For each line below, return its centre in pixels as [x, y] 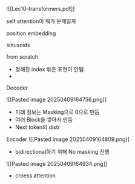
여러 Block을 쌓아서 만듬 [44, 120]
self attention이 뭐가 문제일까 [41, 21]
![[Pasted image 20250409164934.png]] [57, 164]
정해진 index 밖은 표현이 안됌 [49, 69]
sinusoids [18, 45]
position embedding [31, 33]
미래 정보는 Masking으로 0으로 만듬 [57, 112]
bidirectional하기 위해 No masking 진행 [62, 152]
